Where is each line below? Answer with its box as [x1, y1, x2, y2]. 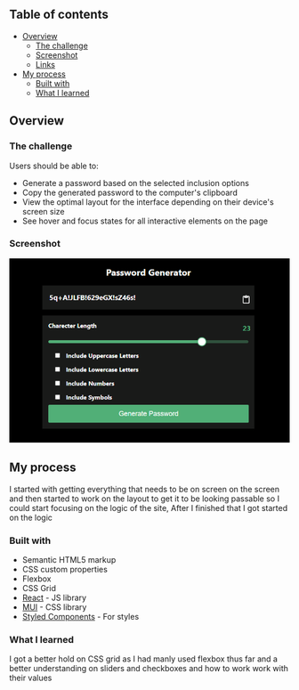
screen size [21, 206, 65, 216]
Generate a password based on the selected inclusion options [21, 177, 249, 188]
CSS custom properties [21, 564, 109, 575]
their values [9, 672, 53, 684]
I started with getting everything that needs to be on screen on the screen [9, 483, 280, 494]
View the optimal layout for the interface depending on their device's [21, 196, 274, 207]
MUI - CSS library [21, 602, 87, 613]
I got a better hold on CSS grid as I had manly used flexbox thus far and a [9, 653, 279, 664]
